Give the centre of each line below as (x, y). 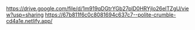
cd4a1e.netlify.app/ (30, 21)
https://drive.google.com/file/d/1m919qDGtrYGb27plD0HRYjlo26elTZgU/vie (97, 9)
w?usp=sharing (25, 15)
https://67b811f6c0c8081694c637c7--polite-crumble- (110, 15)
